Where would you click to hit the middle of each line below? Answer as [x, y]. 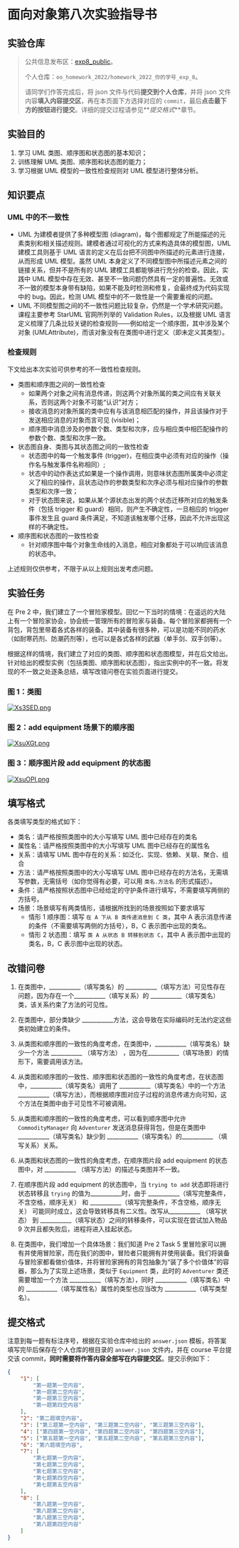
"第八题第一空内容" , [59, 1505]
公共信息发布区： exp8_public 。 [71, 62]
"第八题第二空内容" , [59, 1511]
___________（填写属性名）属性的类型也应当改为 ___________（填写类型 [127, 1289]
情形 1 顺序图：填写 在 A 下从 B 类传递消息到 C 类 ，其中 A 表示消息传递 [130, 917]
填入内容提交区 [59, 101]
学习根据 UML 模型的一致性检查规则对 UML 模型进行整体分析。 [110, 170]
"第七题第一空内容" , [59, 1458]
